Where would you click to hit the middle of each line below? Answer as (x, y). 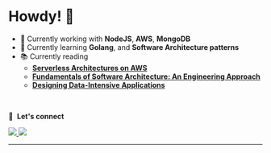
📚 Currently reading (54, 56)
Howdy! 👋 (42, 17)
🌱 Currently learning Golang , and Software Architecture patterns (129, 47)
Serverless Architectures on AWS (90, 68)
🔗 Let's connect (36, 116)
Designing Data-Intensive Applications (98, 85)
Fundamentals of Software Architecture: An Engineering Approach (146, 76)
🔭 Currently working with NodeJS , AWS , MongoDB (105, 39)
